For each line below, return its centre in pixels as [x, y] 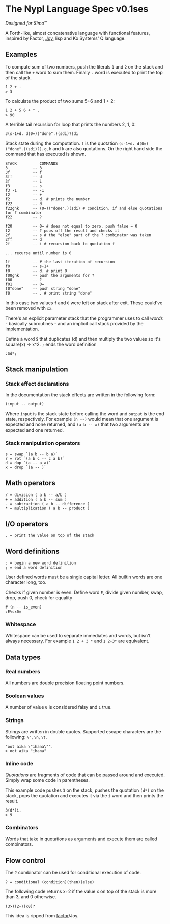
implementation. [22, 329]
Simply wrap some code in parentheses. [48, 780]
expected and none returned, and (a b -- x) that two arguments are [77, 424]
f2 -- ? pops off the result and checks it [62, 231]
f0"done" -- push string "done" [43, 289]
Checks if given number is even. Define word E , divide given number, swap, [84, 592]
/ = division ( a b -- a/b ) [36, 495]
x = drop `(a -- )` [26, 467]
